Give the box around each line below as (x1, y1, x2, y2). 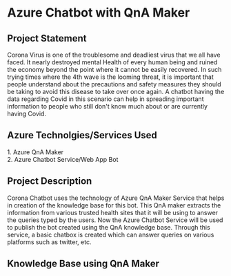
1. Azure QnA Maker (7, 147, 64, 156)
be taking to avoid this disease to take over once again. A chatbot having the (7, 88, 225, 95)
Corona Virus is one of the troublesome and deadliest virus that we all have (7, 50, 221, 59)
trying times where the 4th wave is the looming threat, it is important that (7, 73, 214, 81)
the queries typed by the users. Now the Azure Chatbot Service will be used (7, 216, 223, 224)
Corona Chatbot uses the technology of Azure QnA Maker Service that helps (7, 194, 225, 202)
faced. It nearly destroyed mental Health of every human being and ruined (7, 58, 218, 66)
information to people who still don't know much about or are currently (7, 102, 208, 110)
